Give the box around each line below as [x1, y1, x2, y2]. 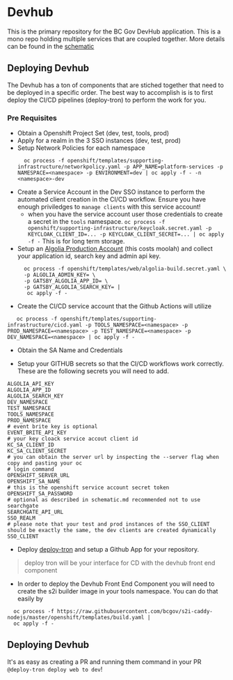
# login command [7, 466, 54, 473]
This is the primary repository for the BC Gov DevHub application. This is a [7, 27, 221, 36]
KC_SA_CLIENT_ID [7, 441, 54, 448]
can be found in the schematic [7, 42, 95, 50]
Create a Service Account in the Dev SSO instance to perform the [17, 188, 205, 196]
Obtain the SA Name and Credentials [17, 346, 123, 354]
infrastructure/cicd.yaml [7, 322, 82, 328]
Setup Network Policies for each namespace [17, 144, 145, 152]
